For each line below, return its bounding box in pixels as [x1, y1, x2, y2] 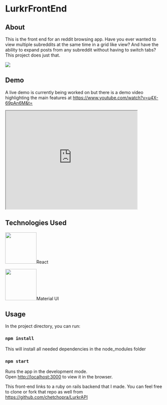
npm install [5, 336, 34, 341]
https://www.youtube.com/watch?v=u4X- [72, 95, 158, 101]
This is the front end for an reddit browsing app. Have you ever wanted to [5, 36, 156, 42]
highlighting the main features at [5, 95, 72, 101]
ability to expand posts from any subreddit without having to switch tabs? [5, 47, 156, 53]
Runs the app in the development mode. [5, 368, 87, 374]
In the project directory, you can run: [5, 323, 80, 329]
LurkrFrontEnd [5, 3, 67, 15]
